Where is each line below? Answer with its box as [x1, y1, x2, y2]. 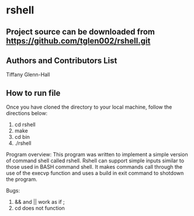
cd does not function [14, 205, 65, 212]
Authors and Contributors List [6, 55, 117, 65]
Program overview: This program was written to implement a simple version [6, 151, 188, 158]
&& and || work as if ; [14, 198, 65, 205]
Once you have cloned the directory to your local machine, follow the [6, 103, 172, 111]
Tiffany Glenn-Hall [6, 71, 50, 78]
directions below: [6, 110, 48, 117]
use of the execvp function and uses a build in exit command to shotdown [6, 170, 184, 177]
